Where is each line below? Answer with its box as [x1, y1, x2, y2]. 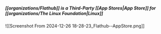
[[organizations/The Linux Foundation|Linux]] [5, 10, 103, 16]
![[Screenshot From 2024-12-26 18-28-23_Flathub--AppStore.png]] [5, 22, 145, 28]
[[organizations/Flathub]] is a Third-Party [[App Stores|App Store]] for [5, 5, 156, 11]
